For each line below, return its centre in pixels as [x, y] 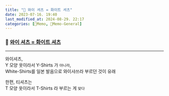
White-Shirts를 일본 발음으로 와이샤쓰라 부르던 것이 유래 [60, 71]
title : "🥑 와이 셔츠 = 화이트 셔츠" [39, 10]
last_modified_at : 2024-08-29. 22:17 [45, 19]
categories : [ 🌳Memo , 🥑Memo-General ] [44, 24]
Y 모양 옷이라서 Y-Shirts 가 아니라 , [38, 65]
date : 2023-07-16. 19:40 [31, 14]
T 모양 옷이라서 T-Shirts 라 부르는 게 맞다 [45, 88]
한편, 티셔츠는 [19, 82]
